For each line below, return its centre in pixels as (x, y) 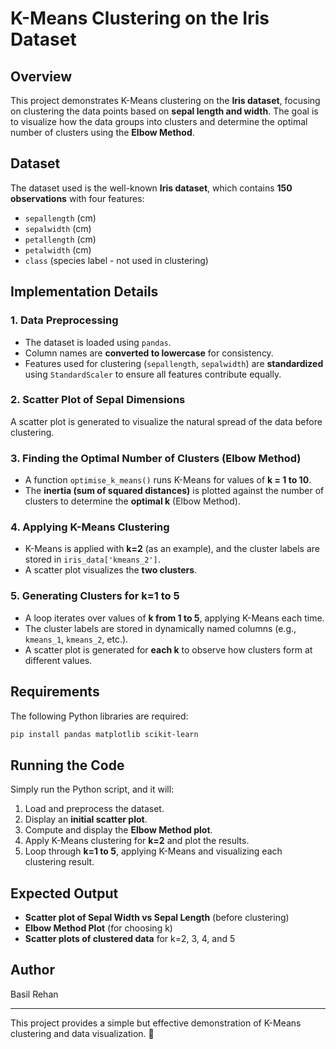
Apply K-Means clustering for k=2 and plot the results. (137, 841)
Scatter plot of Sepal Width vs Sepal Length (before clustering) (157, 917)
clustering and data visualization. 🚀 (82, 1033)
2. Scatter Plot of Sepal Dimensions (98, 400)
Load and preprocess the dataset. (94, 809)
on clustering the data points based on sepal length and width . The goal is (164, 111)
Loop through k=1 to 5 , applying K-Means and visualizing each (153, 851)
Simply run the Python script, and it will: (92, 789)
